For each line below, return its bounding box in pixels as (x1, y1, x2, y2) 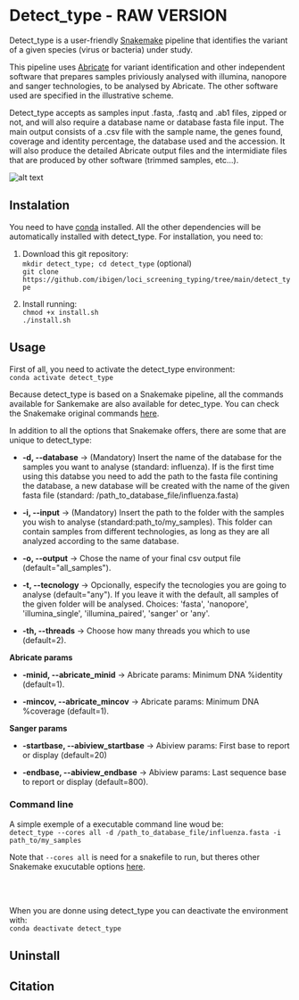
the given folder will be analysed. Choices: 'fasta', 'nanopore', (21, 599, 249, 609)
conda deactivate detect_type (9, 924, 122, 933)
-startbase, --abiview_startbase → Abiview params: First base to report (21, 740, 290, 750)
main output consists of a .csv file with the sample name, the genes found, (9, 126, 284, 136)
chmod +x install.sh (21, 308, 99, 317)
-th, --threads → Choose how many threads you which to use (21, 625, 251, 636)
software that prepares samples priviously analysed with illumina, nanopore (9, 70, 287, 81)
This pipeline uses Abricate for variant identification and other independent (9, 62, 286, 72)
